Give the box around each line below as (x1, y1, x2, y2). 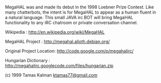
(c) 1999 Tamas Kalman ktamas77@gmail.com (5, 72, 98, 78)
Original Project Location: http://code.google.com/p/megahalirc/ (5, 48, 134, 54)
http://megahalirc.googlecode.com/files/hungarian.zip (5, 63, 113, 68)
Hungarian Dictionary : (5, 58, 50, 63)
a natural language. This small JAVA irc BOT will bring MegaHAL (5, 15, 133, 20)
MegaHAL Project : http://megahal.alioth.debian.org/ (5, 39, 110, 44)
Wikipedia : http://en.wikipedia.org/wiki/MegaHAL (5, 29, 105, 35)
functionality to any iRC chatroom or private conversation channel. (5, 20, 138, 25)
